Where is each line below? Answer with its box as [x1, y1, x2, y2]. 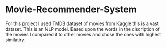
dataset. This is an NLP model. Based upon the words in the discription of [5, 26, 160, 32]
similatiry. [5, 37, 26, 43]
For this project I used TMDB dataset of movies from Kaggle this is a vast [5, 20, 159, 27]
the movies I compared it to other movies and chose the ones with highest [5, 31, 161, 37]
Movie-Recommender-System [5, 4, 137, 15]
